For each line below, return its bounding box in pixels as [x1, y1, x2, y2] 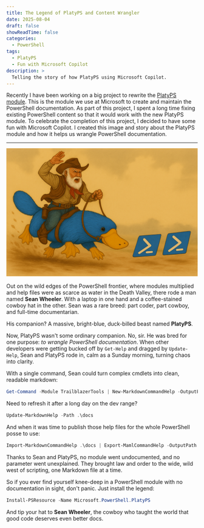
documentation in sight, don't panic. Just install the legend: [6, 485, 155, 492]
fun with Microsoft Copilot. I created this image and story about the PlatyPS [6, 124, 195, 131]
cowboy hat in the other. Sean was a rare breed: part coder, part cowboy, [6, 302, 189, 309]
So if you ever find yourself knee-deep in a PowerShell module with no [6, 478, 183, 485]
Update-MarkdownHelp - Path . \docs [6, 412, 94, 418]
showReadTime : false [6, 29, 59, 35]
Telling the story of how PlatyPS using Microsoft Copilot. [12, 74, 167, 80]
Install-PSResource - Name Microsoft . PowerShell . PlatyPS [6, 497, 151, 503]
